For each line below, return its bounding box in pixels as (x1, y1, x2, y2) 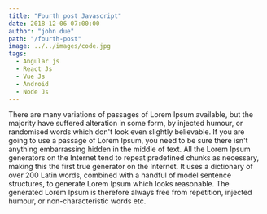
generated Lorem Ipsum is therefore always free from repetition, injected (8, 188, 252, 198)
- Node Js (15, 87, 49, 96)
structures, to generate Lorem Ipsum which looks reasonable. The (8, 179, 230, 189)
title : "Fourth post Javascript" (8, 11, 122, 20)
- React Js (15, 65, 53, 73)
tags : (8, 50, 27, 58)
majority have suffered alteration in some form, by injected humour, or (8, 119, 243, 129)
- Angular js (15, 58, 60, 66)
